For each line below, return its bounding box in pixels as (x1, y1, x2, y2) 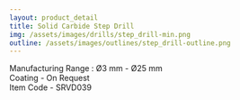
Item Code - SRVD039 (9, 82, 93, 93)
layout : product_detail (9, 13, 99, 23)
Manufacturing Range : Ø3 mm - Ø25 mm (9, 63, 164, 74)
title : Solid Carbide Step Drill (9, 22, 135, 31)
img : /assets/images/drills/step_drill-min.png (9, 30, 191, 39)
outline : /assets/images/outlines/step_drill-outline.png (9, 38, 231, 48)
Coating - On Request (9, 73, 90, 84)
